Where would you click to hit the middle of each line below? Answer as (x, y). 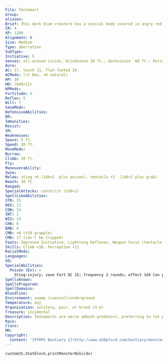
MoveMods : (15, 149)
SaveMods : (15, 107)
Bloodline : (16, 293)
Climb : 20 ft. (20, 158)
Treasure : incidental (28, 312)
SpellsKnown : (19, 279)
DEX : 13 (13, 205)
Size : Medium (19, 42)
